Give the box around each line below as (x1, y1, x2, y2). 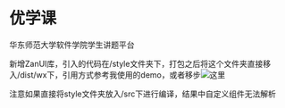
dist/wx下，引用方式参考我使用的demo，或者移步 (20, 69, 201, 80)
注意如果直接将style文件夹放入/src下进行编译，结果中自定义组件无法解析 (9, 88, 277, 99)
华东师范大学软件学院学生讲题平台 (9, 39, 135, 50)
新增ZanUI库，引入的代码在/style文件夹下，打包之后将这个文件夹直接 (9, 58, 264, 69)
